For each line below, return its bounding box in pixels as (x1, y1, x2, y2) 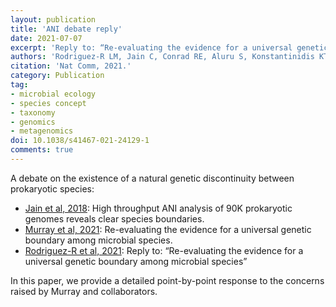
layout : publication (10, 14, 97, 25)
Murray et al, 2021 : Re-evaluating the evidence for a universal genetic (24, 223, 312, 235)
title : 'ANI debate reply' (10, 24, 123, 34)
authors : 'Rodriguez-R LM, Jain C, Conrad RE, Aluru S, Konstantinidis (10, 52, 315, 62)
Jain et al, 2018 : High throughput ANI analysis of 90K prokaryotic (24, 202, 293, 214)
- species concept (10, 98, 87, 108)
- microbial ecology (10, 89, 97, 99)
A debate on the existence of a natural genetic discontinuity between (10, 172, 295, 184)
